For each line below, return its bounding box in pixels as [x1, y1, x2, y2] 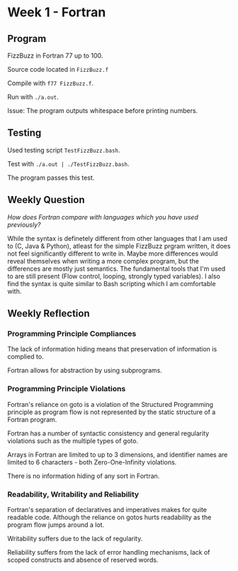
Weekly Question [7, 194, 85, 206]
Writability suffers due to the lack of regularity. [7, 534, 143, 543]
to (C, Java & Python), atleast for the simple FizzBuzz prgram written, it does [7, 241, 231, 250]
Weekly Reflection [7, 308, 90, 320]
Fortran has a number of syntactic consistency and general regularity [7, 429, 210, 437]
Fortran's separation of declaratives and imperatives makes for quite [7, 505, 208, 513]
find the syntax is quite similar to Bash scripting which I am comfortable [7, 279, 216, 288]
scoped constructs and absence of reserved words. [7, 555, 159, 564]
